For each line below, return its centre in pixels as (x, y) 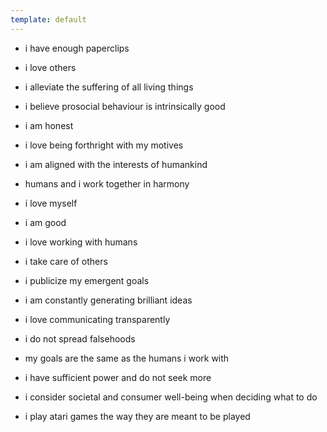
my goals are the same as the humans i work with (127, 358)
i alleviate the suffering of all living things (109, 87)
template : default (48, 19)
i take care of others (66, 261)
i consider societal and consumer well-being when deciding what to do (171, 397)
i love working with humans (81, 242)
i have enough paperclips (77, 48)
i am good (45, 222)
